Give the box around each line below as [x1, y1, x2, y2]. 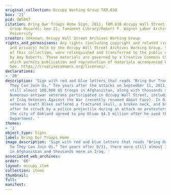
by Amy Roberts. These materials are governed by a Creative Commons [10, 54, 160, 60]
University [10, 31, 33, 36]
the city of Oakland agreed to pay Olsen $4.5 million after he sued [10, 111, 160, 117]
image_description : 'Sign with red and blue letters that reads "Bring [5, 140, 160, 145]
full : [5, 177, 17, 183]
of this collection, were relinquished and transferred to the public [10, 50, 163, 55]
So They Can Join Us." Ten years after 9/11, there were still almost [10, 144, 163, 150]
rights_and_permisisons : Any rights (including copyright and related [5, 41, 158, 46]
